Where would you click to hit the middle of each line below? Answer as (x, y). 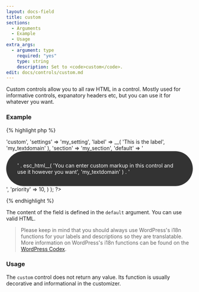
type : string (33, 61)
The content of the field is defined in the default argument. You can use (94, 212)
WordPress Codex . (44, 249)
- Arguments (26, 28)
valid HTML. (21, 218)
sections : (18, 23)
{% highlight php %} (31, 130)
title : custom (24, 17)
